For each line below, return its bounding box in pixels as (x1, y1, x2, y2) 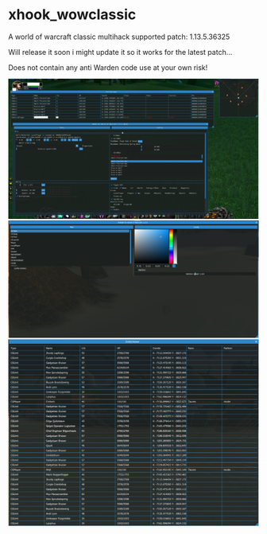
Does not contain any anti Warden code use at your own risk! (8, 62, 208, 72)
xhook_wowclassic (8, 6, 137, 24)
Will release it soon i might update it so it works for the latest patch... (8, 47, 233, 57)
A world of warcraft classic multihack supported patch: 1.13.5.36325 (8, 32, 230, 41)
